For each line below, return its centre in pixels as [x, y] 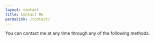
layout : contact [22, 10]
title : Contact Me [24, 14]
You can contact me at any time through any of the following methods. [77, 33]
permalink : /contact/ [28, 19]
